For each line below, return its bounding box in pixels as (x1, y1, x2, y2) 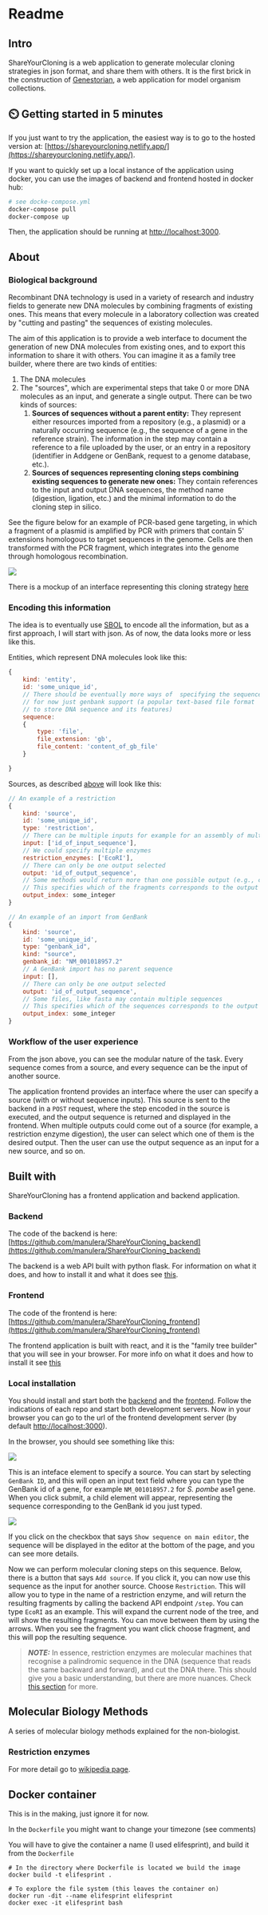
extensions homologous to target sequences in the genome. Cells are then (8, 535, 254, 544)
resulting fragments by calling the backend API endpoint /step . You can (8, 1598, 244, 1609)
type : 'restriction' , (22, 824, 94, 832)
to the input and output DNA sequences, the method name (31, 485, 224, 495)
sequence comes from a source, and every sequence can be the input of (8, 1063, 248, 1072)
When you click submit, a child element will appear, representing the (8, 1493, 233, 1503)
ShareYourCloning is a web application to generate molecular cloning (8, 58, 235, 67)
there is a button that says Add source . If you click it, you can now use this (8, 1573, 251, 1583)
